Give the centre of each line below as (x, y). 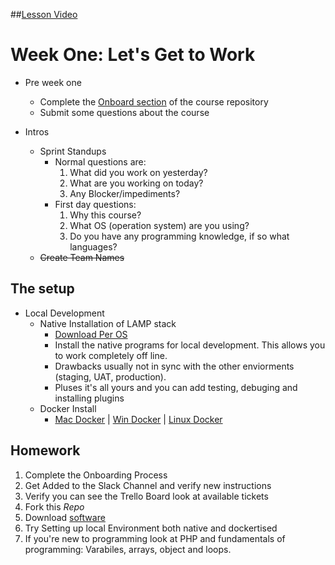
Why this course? (105, 215)
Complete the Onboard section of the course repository (154, 101)
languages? (93, 246)
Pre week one (53, 82)
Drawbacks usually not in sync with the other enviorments (174, 366)
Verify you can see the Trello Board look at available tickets (146, 496)
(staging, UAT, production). (110, 376)
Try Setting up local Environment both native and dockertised (151, 528)
